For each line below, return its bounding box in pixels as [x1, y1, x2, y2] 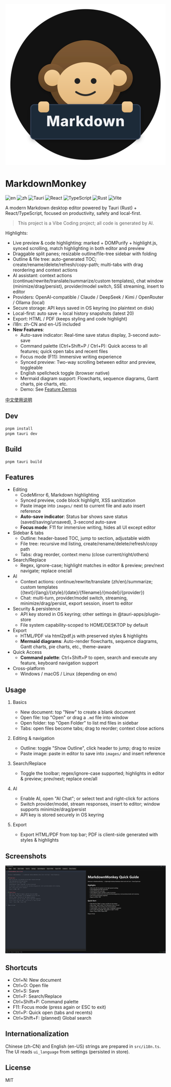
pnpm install [5, 426, 33, 431]
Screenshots [5, 852, 47, 860]
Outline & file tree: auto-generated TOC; [12, 256, 97, 262]
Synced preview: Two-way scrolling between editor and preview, [20, 359, 156, 365]
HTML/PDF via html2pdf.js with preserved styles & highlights [20, 633, 148, 639]
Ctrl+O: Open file [12, 982, 49, 989]
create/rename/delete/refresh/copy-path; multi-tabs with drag [12, 261, 144, 267]
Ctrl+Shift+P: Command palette [12, 998, 79, 1004]
